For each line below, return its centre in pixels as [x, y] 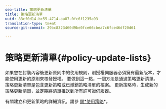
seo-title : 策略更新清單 [28, 10]
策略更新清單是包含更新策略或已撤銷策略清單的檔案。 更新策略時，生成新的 [82, 85]
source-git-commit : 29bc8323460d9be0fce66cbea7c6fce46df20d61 [70, 28]
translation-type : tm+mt [31, 23]
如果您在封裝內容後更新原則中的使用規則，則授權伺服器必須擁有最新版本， [81, 73]
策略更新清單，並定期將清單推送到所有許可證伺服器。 [59, 91]
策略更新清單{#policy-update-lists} [78, 58]
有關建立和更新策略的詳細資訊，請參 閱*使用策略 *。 [58, 102]
